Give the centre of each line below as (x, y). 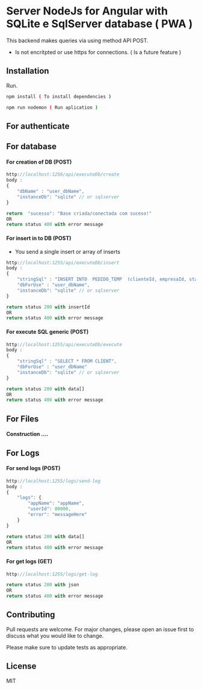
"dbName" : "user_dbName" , (51, 191)
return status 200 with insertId (48, 307)
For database (32, 146)
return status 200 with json (43, 585)
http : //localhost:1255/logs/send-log (54, 481)
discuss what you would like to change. (55, 635)
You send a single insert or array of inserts (68, 251)
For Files (23, 419)
